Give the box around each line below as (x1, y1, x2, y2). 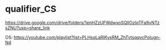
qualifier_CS (5, 3, 56, 15)
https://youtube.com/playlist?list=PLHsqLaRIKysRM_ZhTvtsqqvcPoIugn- (13, 34, 161, 40)
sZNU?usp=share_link (5, 25, 51, 30)
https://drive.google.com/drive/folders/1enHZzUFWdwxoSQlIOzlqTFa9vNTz (5, 20, 160, 25)
